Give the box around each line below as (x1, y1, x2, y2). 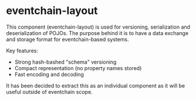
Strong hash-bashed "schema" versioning (14, 58, 117, 65)
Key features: (6, 47, 38, 54)
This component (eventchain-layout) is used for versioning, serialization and (6, 23, 191, 30)
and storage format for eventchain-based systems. (6, 36, 129, 43)
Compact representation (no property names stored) (14, 64, 142, 71)
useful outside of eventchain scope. (6, 88, 93, 95)
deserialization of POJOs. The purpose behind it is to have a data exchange (6, 29, 189, 36)
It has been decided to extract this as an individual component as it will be (6, 82, 185, 89)
